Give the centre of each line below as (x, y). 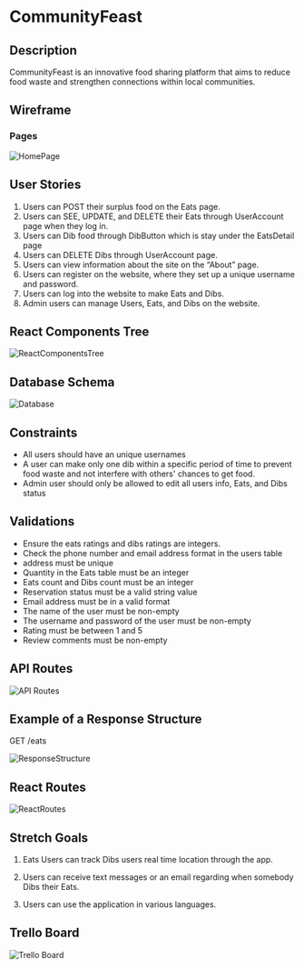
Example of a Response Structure (106, 719)
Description (43, 50)
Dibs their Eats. (51, 887)
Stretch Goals (49, 838)
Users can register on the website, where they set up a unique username (158, 274)
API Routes (41, 669)
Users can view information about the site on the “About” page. (141, 265)
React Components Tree (79, 331)
